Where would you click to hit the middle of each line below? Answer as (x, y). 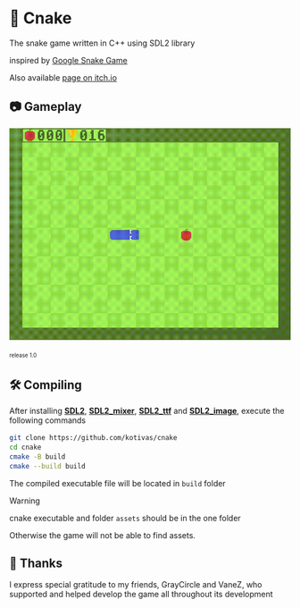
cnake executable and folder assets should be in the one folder (125, 518)
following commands (48, 420)
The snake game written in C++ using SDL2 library (102, 43)
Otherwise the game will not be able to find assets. (103, 535)
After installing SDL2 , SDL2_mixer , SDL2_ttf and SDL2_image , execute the (147, 411)
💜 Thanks (36, 563)
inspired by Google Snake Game (68, 60)
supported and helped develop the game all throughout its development (142, 595)
